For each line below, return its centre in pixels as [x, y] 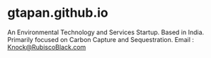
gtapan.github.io [58, 13]
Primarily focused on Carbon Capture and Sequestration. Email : [101, 39]
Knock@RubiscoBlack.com [47, 47]
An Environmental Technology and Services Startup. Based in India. [106, 32]
